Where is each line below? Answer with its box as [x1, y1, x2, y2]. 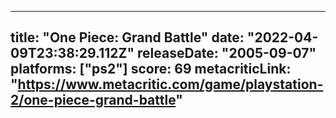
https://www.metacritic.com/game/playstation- [17, 76, 324, 93]
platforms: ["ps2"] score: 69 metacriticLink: [10, 61, 292, 78]
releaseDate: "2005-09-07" [137, 45, 317, 62]
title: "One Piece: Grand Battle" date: [10, 29, 245, 46]
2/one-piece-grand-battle [10, 92, 177, 109]
